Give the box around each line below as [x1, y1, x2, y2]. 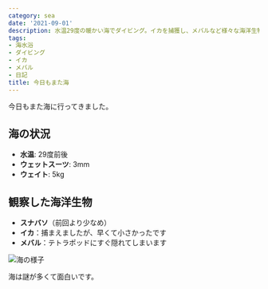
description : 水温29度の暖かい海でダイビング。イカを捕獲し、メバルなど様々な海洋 [8, 26, 251, 34]
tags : [8, 34, 26, 42]
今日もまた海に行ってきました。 [8, 101, 113, 111]
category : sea [8, 11, 56, 20]
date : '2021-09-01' [8, 19, 73, 27]
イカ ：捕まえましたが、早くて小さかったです [19, 228, 167, 238]
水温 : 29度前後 [19, 149, 68, 160]
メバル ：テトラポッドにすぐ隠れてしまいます [19, 238, 167, 247]
